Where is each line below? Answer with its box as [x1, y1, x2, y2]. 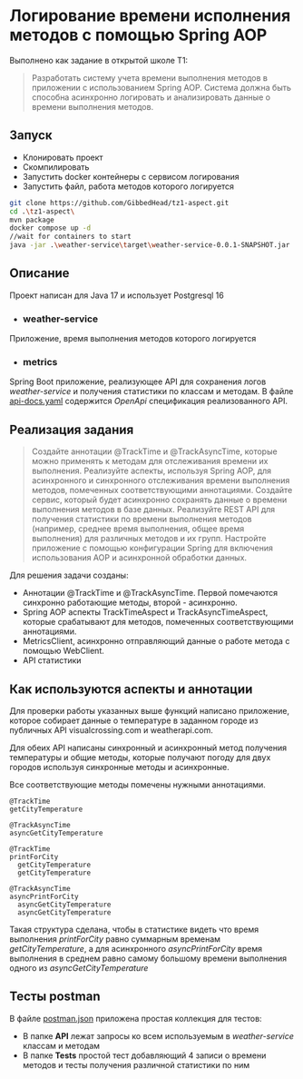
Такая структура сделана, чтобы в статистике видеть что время [9, 924, 259, 935]
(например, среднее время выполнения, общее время [31, 523, 245, 534]
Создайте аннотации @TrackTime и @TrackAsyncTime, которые [31, 446, 279, 457]
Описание [9, 265, 70, 282]
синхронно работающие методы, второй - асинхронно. [22, 597, 238, 609]
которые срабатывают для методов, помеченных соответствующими [22, 617, 294, 628]
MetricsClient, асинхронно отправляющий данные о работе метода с [22, 636, 290, 647]
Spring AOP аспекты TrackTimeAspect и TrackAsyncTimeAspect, [22, 607, 269, 618]
